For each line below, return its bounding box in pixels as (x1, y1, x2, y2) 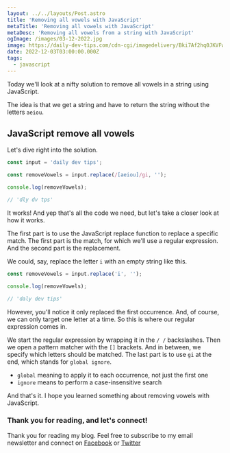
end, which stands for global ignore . (7, 358, 112, 366)
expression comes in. (7, 322, 67, 330)
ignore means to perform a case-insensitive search (16, 378, 162, 386)
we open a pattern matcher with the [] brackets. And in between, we (7, 342, 201, 351)
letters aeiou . (7, 108, 44, 116)
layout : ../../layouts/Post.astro (7, 10, 106, 17)
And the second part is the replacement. (7, 244, 121, 252)
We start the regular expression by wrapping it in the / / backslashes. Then (7, 336, 221, 344)
